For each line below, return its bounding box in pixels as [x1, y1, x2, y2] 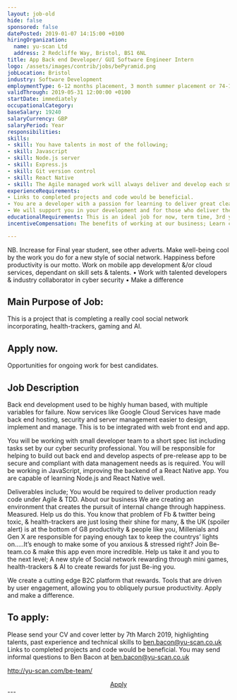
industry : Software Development [7, 75, 102, 83]
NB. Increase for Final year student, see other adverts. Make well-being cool [7, 245, 229, 254]
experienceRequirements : [7, 188, 80, 195]
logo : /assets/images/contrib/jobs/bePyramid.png [7, 63, 157, 70]
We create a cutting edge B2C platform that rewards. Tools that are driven [7, 576, 222, 585]
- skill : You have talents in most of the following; [7, 142, 169, 149]
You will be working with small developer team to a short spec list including [7, 436, 226, 445]
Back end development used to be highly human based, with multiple [7, 400, 208, 409]
